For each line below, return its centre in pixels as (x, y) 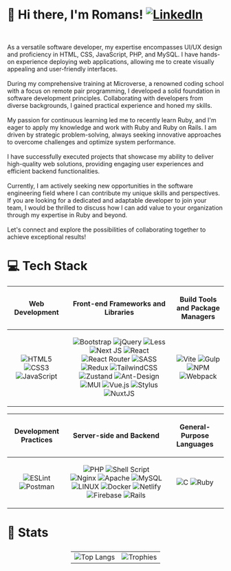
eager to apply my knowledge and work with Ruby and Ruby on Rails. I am (112, 127)
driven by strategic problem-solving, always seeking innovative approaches (114, 135)
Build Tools (198, 299)
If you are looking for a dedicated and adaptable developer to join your (107, 200)
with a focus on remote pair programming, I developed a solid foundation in (114, 91)
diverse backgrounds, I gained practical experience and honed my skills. (110, 105)
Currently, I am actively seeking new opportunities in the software (100, 186)
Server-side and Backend (117, 435)
